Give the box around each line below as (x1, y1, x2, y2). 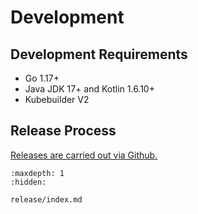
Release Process (10, 122, 117, 140)
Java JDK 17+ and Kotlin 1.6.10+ (24, 83, 155, 95)
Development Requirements (10, 46, 188, 63)
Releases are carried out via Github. (10, 149, 158, 161)
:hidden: (10, 177, 47, 187)
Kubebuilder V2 (24, 94, 90, 105)
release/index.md (10, 194, 83, 205)
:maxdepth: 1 (10, 168, 65, 178)
